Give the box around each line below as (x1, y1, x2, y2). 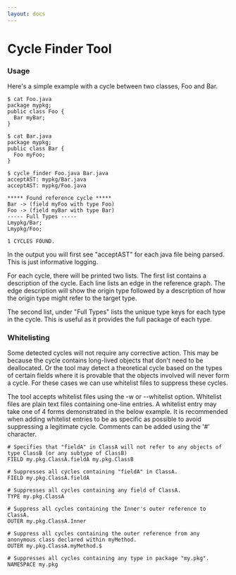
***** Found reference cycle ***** (7, 195, 112, 202)
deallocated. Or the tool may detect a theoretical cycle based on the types (7, 364, 223, 372)
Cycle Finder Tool (7, 40, 112, 57)
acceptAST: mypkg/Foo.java (7, 182, 87, 189)
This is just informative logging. (7, 258, 99, 266)
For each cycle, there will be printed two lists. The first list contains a (7, 271, 206, 280)
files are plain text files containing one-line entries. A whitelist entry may (7, 400, 217, 408)
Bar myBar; (13, 114, 46, 121)
